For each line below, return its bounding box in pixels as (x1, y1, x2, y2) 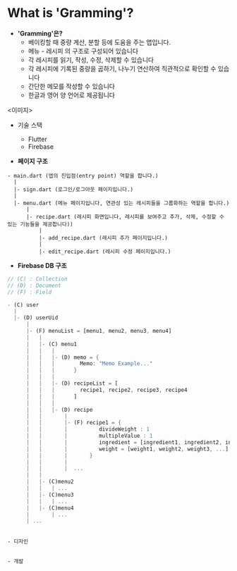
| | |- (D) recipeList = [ (25, 380, 119, 387)
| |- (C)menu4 (25, 504, 74, 512)
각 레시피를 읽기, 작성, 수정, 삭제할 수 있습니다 (28, 55, 154, 64)
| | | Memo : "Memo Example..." (25, 360, 153, 367)
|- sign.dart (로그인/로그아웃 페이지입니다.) (13, 185, 134, 193)
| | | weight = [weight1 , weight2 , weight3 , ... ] (25, 446, 229, 453)
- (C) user (7, 301, 39, 308)
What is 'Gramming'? (7, 5, 134, 21)
